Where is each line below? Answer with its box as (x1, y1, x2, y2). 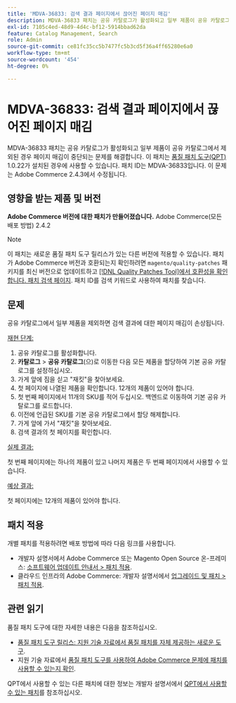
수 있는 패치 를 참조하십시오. (7, 688, 83, 697)
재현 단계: (7, 334, 34, 342)
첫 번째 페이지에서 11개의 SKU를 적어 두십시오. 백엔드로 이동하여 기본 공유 (17, 393, 219, 401)
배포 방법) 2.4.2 (7, 221, 51, 229)
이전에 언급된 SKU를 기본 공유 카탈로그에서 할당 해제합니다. (17, 410, 181, 419)
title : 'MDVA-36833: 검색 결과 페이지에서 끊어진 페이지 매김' (7, 10, 171, 18)
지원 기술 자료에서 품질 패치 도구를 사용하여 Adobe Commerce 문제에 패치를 (17, 655, 228, 664)
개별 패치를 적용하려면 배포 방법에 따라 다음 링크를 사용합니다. (7, 539, 176, 547)
